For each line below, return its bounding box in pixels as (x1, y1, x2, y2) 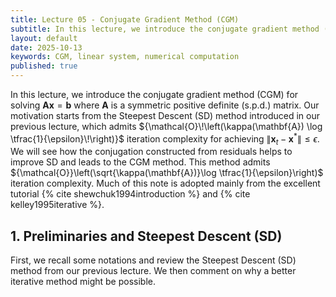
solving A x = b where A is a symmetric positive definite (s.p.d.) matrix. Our (10, 99, 320, 111)
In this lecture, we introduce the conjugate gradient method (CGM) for (10, 89, 299, 100)
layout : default (10, 33, 78, 43)
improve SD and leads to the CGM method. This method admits (10, 156, 271, 168)
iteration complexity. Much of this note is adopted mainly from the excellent (10, 177, 321, 190)
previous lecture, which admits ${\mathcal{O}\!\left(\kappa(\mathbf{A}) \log (10, 121, 323, 132)
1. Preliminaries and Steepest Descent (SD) (10, 227, 283, 245)
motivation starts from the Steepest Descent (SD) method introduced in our (10, 110, 320, 121)
